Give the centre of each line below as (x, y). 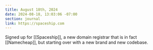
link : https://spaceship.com (35, 23)
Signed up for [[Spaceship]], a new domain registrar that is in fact (71, 37)
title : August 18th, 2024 (31, 10)
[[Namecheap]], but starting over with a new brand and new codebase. (76, 43)
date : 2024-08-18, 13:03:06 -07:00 (41, 14)
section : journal (23, 19)
